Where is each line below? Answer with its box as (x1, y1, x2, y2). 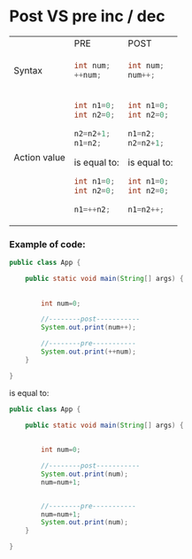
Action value (13, 151, 66, 164)
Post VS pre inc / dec (9, 6, 165, 27)
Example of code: (9, 237, 86, 250)
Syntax (13, 64, 42, 76)
